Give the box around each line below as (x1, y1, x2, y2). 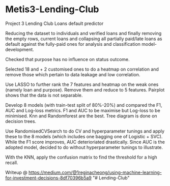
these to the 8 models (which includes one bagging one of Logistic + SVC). (5, 133, 163, 139)
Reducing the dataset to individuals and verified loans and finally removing (5, 30, 162, 36)
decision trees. (5, 118, 37, 124)
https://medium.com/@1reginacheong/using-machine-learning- (28, 169, 162, 175)
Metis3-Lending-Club (5, 4, 99, 15)
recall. (5, 159, 19, 166)
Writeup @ (5, 169, 28, 175)
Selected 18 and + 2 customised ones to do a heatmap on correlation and (5, 66, 159, 72)
